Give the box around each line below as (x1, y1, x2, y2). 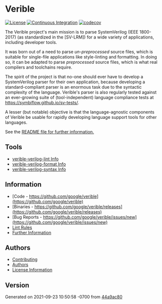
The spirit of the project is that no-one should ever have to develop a (5, 74, 143, 79)
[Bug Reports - (12, 214, 42, 220)
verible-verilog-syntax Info (12, 166, 66, 172)
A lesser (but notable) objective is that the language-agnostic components (5, 109, 155, 115)
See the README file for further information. (5, 129, 94, 134)
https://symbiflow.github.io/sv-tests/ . (5, 99, 80, 105)
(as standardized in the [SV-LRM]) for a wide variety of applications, (17, 34, 155, 40)
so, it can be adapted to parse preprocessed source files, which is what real (5, 59, 158, 65)
